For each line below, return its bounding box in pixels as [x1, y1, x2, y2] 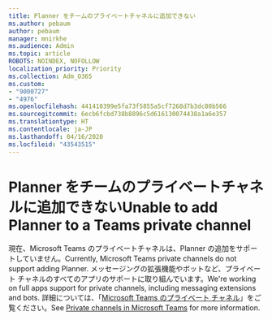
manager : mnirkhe [8, 34, 67, 43]
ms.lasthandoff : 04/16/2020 [8, 132, 104, 141]
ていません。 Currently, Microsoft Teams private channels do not [22, 253, 237, 264]
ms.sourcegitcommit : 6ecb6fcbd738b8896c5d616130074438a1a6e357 [8, 110, 227, 119]
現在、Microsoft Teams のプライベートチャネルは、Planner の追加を [8, 244, 237, 253]
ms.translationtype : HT [8, 118, 89, 126]
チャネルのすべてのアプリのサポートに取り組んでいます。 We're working [17, 274, 257, 284]
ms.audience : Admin [8, 42, 75, 50]
